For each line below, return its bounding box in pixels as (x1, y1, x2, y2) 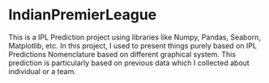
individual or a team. (8, 66, 77, 76)
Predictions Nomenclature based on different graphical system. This (8, 49, 237, 59)
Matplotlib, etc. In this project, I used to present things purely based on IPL (8, 40, 258, 50)
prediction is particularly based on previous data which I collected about (8, 58, 250, 68)
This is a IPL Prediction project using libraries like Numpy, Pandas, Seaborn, (8, 32, 262, 42)
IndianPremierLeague (8, 6, 157, 24)
